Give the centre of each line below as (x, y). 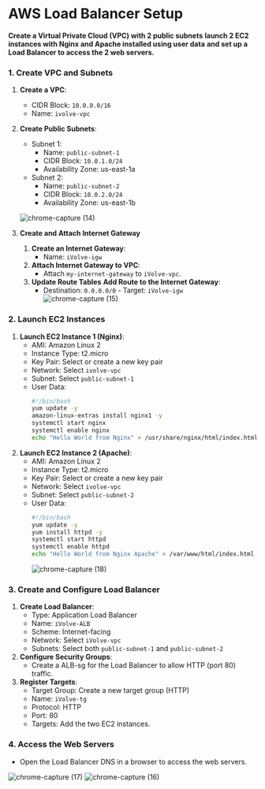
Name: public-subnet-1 (81, 153)
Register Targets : (48, 682)
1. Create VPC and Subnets (60, 73)
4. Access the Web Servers (61, 744)
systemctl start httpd (69, 540)
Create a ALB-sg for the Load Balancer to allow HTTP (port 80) (134, 665)
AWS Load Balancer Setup (96, 14)
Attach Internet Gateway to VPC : (86, 266)
